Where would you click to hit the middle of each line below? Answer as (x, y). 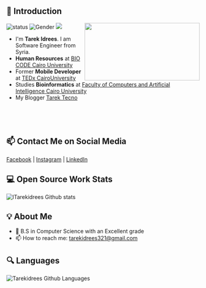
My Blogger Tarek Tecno (46, 97)
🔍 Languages (33, 261)
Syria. (23, 52)
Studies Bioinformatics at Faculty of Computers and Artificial (93, 84)
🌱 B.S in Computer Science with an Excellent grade (79, 232)
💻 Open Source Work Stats (59, 180)
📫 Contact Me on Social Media (67, 142)
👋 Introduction (34, 11)
